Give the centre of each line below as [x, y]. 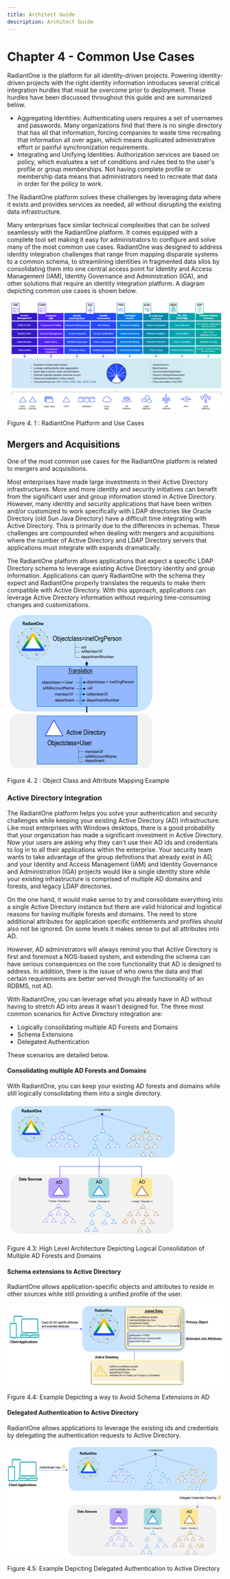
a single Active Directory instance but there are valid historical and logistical [114, 907]
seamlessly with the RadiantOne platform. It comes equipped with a [102, 232]
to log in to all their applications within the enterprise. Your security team [110, 850]
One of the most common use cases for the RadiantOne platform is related [112, 461]
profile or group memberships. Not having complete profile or [104, 169]
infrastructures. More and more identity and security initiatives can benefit [112, 489]
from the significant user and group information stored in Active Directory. [112, 496]
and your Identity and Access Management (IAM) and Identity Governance [112, 864]
